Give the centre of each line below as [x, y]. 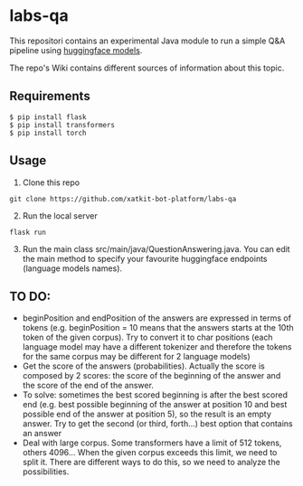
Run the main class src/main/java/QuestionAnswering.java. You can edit [156, 248]
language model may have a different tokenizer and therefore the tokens [157, 347]
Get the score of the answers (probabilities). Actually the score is [143, 366]
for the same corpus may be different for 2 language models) [136, 357]
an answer [42, 434]
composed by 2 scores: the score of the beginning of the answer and [151, 376]
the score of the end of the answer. [88, 386]
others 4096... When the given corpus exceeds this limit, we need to [150, 453]
